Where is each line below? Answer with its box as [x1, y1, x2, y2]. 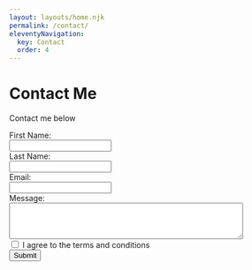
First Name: [9, 130, 51, 141]
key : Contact [17, 37, 65, 47]
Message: [9, 193, 46, 204]
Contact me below [9, 113, 77, 124]
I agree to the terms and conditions [21, 240, 150, 251]
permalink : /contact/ [9, 21, 89, 30]
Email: [9, 172, 32, 183]
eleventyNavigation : [9, 29, 86, 38]
